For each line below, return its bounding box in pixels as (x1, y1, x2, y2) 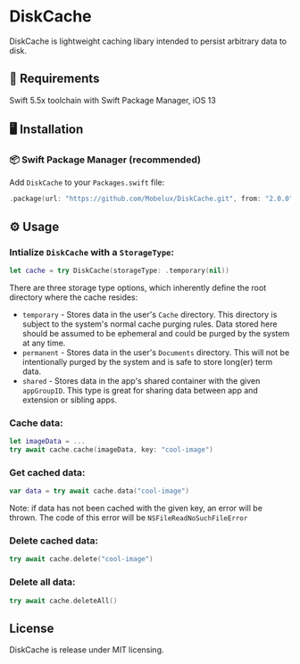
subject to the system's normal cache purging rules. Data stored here (21, 319, 278, 329)
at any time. (21, 337, 66, 348)
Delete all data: (9, 576, 76, 588)
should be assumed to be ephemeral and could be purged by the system (21, 328, 290, 338)
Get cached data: (9, 466, 86, 478)
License (9, 620, 54, 635)
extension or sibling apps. (21, 394, 118, 405)
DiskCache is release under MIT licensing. (9, 644, 164, 655)
